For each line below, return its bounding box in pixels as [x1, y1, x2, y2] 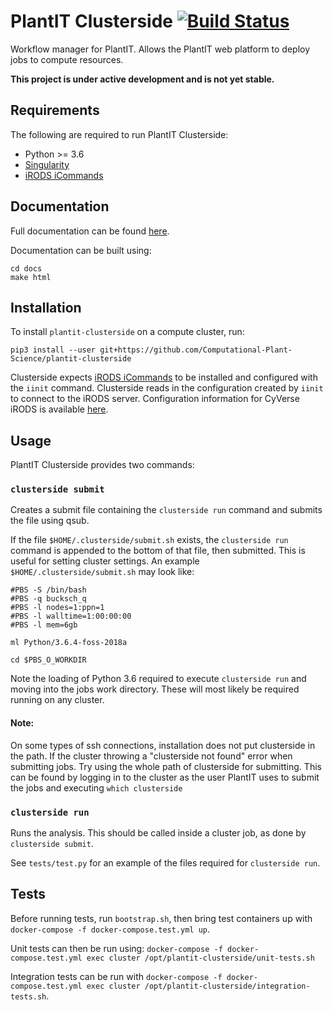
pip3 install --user [10, 345, 97, 355]
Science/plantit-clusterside [10, 354, 132, 364]
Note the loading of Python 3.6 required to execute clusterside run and [10, 673, 307, 685]
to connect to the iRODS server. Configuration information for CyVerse [10, 393, 300, 405]
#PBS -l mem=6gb [10, 620, 78, 630]
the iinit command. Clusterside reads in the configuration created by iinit [10, 382, 324, 394]
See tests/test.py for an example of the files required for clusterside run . [10, 856, 321, 869]
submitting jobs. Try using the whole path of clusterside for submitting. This [10, 760, 322, 772]
